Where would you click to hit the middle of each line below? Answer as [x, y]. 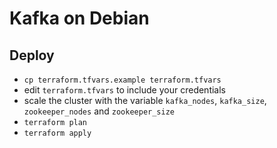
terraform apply [57, 133]
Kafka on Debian [79, 18]
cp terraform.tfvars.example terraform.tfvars [122, 80]
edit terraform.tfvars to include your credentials [125, 90]
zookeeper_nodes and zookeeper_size [99, 111]
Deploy [32, 55]
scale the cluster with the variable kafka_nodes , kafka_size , [145, 100]
